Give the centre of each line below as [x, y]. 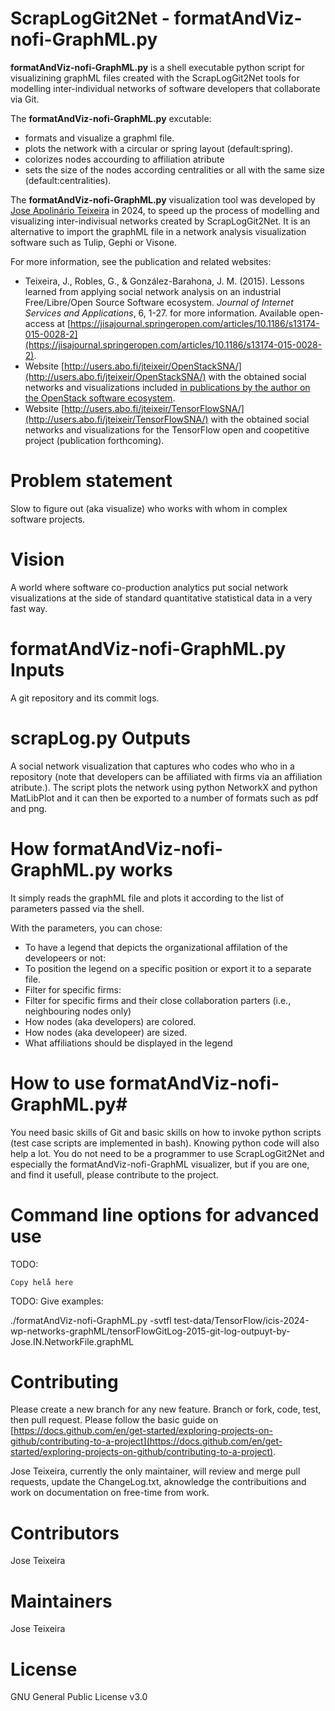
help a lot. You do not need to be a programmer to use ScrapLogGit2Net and [167, 1153]
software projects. [48, 519]
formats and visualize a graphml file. [99, 138]
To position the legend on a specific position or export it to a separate [168, 968]
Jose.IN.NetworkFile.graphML [72, 1341]
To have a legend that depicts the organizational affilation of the [156, 947]
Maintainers [61, 1601]
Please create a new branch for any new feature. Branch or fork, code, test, [166, 1409]
